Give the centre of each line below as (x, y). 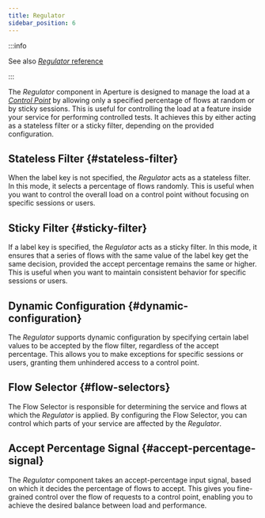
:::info (17, 45)
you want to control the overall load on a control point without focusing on (129, 194)
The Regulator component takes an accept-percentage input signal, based (130, 480)
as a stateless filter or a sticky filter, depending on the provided (111, 125)
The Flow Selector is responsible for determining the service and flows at (127, 406)
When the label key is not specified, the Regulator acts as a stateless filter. (129, 178)
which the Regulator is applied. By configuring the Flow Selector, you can (128, 415)
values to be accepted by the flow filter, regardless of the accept (114, 345)
